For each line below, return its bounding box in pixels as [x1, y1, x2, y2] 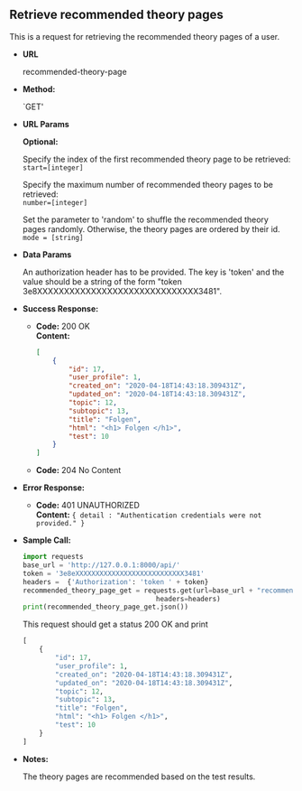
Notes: [22, 753, 49, 764]
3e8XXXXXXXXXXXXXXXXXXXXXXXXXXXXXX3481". [22, 285, 223, 296]
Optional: [22, 135, 59, 147]
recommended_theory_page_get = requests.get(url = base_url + [22, 586, 253, 595]
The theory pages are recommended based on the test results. [22, 771, 256, 782]
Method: [22, 83, 56, 94]
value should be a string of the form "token [22, 275, 182, 287]
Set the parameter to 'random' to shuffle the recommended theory [22, 214, 269, 225]
